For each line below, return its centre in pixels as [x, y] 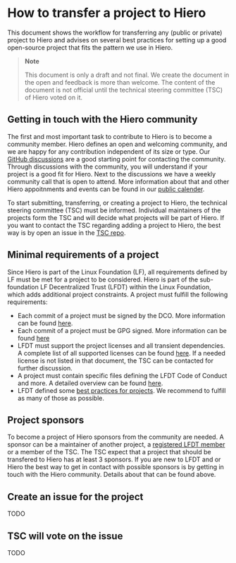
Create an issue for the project [75, 496]
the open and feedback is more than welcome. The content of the [120, 82]
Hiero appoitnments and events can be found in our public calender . [106, 189]
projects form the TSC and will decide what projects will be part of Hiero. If [116, 217]
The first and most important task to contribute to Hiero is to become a [110, 136]
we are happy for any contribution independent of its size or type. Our [108, 151]
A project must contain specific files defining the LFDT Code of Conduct [122, 375]
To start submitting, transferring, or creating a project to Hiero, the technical [117, 202]
